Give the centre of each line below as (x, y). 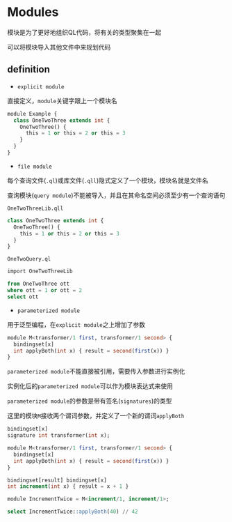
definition (29, 69)
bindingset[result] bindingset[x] (57, 480)
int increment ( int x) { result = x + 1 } (68, 486)
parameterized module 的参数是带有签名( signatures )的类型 (90, 401)
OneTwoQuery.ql (29, 259)
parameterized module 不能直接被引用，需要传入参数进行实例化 (96, 371)
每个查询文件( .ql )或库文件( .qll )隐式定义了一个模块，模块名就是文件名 (108, 180)
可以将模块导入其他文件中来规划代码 (59, 47)
